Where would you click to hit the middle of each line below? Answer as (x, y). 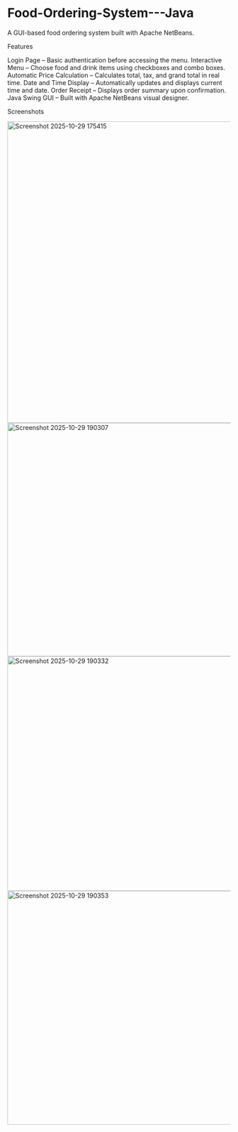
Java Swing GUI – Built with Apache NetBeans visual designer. (98, 98)
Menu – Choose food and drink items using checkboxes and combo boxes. (116, 67)
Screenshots (26, 111)
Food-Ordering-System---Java (101, 13)
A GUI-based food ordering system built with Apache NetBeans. (101, 33)
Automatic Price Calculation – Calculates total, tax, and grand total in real (113, 75)
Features (20, 46)
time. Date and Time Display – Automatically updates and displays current (115, 82)
